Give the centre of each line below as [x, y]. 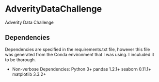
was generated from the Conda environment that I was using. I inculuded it [79, 54]
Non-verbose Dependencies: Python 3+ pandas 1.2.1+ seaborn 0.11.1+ [81, 69]
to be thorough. [21, 60]
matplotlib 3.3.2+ [29, 74]
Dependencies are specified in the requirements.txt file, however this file [78, 49]
